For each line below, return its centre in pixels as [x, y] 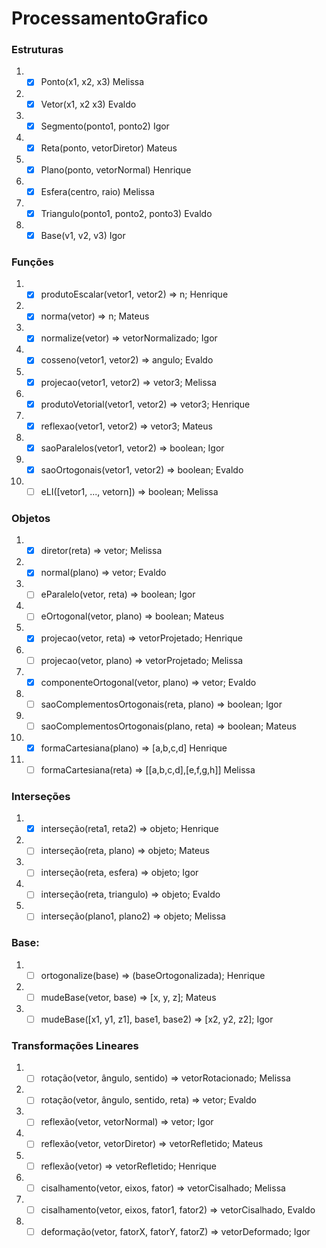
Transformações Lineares [75, 1045]
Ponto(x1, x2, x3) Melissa [92, 82]
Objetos [31, 518]
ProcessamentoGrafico [110, 18]
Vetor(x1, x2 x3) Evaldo [88, 104]
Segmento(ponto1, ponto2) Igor [105, 126]
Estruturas [37, 50]
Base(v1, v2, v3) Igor [83, 235]
